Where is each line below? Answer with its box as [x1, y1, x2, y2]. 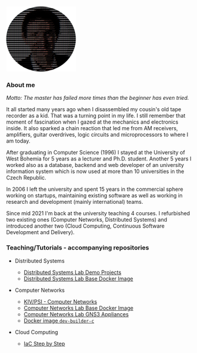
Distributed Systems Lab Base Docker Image [23, 275, 133, 282]
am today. [6, 137, 31, 144]
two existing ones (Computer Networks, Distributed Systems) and [6, 216, 168, 223]
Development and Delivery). [6, 229, 75, 236]
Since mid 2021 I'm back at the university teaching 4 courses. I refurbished [6, 210, 190, 217]
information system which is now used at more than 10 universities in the [6, 168, 185, 175]
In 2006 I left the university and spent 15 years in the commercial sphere [6, 185, 183, 193]
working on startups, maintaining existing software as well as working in [6, 192, 183, 199]
